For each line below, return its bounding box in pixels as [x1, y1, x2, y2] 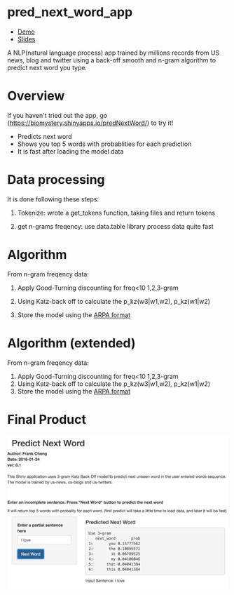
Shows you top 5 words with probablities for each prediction [17, 140, 192, 148]
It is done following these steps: [7, 194, 99, 203]
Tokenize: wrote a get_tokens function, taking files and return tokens [17, 208, 216, 217]
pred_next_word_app [7, 4, 133, 20]
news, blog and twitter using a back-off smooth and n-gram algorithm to [7, 55, 216, 64]
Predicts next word [17, 132, 72, 140]
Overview [7, 88, 65, 104]
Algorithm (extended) [7, 335, 136, 351]
